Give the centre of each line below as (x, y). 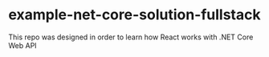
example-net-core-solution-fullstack (134, 15)
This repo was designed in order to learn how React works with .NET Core (131, 37)
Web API (23, 45)
